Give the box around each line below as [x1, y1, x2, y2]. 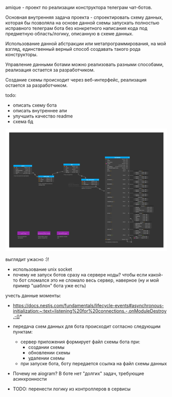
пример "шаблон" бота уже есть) [12, 283, 86, 289]
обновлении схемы [28, 350, 70, 356]
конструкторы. [5, 51, 37, 57]
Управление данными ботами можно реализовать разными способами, [5, 62, 164, 67]
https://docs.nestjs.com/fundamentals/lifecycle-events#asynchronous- [12, 303, 164, 309]
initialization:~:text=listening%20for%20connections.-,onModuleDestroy [12, 308, 167, 314]
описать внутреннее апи [12, 108, 67, 113]
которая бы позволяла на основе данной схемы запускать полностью [5, 20, 160, 26]
